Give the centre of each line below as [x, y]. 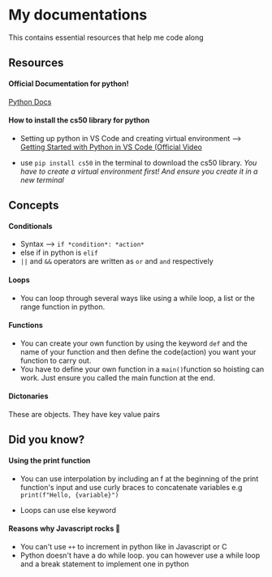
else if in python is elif [59, 252]
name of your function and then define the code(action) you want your [138, 351]
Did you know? [47, 440]
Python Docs [30, 101]
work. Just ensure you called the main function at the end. [117, 377]
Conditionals [30, 226]
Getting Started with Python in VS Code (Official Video [111, 147]
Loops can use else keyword [68, 510]
